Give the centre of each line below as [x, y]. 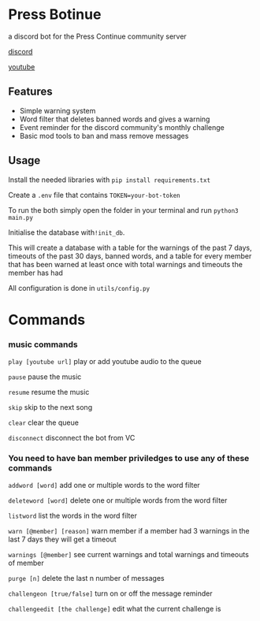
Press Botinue [55, 15]
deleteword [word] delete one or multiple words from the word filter [118, 500]
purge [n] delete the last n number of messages [87, 578]
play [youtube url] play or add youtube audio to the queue [105, 362]
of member [26, 563]
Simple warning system [58, 110]
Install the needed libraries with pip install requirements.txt [110, 180]
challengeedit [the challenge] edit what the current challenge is [115, 609]
